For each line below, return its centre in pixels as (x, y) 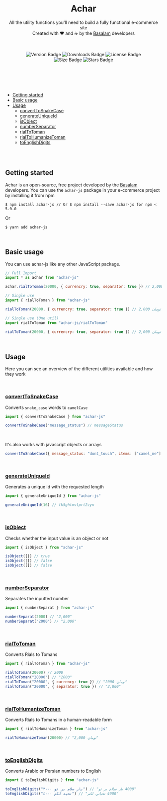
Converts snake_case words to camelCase (46, 407)
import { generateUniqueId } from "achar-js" (53, 496)
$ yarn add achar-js (27, 227)
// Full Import (21, 273)
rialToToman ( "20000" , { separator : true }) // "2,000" (63, 686)
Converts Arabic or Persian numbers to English (53, 771)
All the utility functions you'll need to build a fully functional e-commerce (83, 22)
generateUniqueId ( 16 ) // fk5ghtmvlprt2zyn (50, 505)
